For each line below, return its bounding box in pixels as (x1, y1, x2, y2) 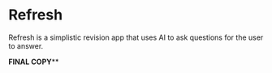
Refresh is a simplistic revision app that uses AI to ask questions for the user (8, 32, 264, 42)
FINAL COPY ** (8, 57, 59, 67)
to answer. (8, 41, 44, 50)
